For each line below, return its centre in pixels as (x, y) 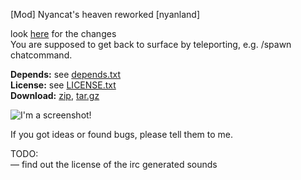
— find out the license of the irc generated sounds (114, 164)
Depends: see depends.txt (66, 74)
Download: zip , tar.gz (55, 95)
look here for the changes (63, 33)
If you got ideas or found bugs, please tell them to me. (122, 134)
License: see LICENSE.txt (63, 85)
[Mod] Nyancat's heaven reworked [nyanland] (105, 14)
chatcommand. (41, 55)
